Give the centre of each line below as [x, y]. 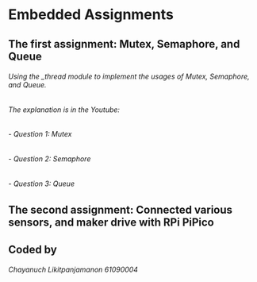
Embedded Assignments [91, 15]
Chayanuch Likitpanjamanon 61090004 [73, 270]
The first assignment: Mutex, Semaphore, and [124, 44]
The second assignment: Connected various [120, 210]
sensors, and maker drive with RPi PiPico [111, 223]
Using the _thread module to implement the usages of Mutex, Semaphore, [129, 76]
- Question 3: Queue [42, 183]
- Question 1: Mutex [40, 134]
